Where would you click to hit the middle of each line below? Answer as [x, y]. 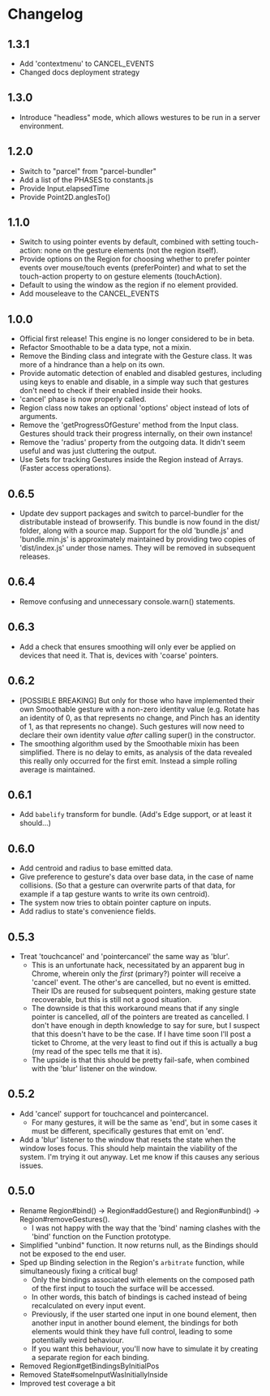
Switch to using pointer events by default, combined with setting [127, 242]
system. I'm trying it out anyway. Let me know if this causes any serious [139, 1156]
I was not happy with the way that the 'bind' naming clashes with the [146, 1228]
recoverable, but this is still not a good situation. [111, 999]
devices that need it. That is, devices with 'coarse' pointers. [119, 655]
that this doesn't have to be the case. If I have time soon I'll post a [141, 1034]
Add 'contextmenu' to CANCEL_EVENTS [87, 63]
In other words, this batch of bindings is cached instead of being [139, 1297]
